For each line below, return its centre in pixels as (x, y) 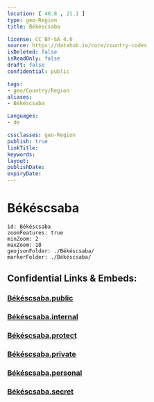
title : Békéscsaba (34, 26)
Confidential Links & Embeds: (72, 279)
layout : (18, 161)
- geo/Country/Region (38, 90)
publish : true (28, 141)
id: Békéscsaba (29, 227)
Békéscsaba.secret (41, 392)
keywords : (22, 154)
